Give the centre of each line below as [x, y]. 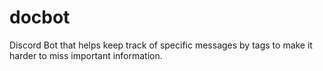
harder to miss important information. [86, 55]
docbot [40, 17]
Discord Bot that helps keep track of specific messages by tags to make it [161, 45]
